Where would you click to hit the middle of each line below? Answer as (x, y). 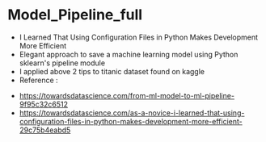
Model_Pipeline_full (75, 15)
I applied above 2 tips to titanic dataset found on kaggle (112, 71)
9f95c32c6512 (44, 104)
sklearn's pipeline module (62, 63)
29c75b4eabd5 (45, 130)
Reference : (38, 80)
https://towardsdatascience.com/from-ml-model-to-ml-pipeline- (127, 95)
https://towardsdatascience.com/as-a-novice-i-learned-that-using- (132, 113)
